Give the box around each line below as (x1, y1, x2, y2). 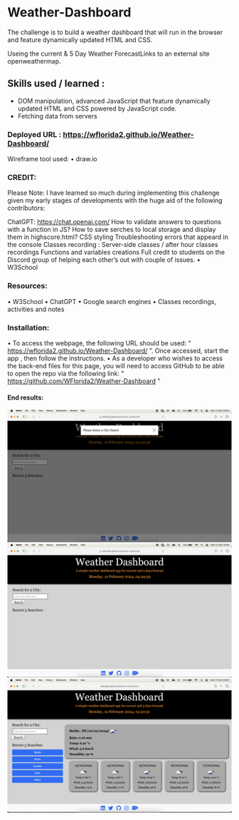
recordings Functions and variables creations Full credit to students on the (7, 248, 225, 257)
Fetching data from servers (17, 111, 97, 120)
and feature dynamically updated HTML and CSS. (7, 35, 153, 44)
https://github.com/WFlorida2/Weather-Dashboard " (7, 376, 161, 385)
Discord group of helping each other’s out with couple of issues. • (7, 255, 201, 264)
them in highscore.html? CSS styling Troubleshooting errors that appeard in (7, 233, 229, 241)
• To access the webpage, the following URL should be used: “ (7, 338, 191, 347)
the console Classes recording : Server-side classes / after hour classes (7, 241, 218, 249)
